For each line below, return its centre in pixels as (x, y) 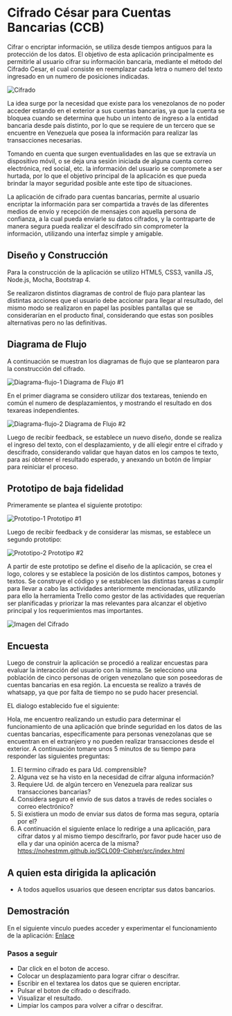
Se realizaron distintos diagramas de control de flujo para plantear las (106, 293)
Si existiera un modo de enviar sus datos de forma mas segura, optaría (118, 814)
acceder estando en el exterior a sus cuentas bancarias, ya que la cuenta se (116, 110)
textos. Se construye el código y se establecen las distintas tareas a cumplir (115, 581)
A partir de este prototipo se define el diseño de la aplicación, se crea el (110, 566)
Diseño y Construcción (58, 255)
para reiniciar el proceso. (43, 466)
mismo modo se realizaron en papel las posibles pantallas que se (100, 308)
